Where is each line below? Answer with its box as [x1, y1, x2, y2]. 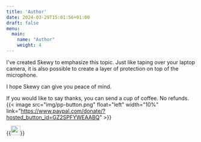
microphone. [6, 71, 38, 78]
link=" [6, 107, 21, 114]
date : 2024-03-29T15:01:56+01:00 [6, 14, 90, 20]
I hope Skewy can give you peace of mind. [6, 83, 112, 90]
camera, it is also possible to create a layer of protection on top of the [6, 65, 179, 72]
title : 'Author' [6, 8, 47, 15]
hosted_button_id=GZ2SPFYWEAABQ [6, 113, 100, 120]
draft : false [6, 20, 39, 26]
